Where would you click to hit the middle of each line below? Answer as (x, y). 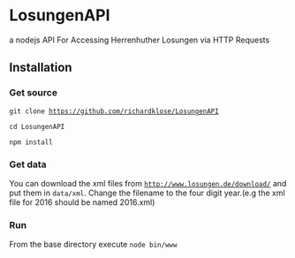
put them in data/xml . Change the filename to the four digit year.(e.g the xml (147, 193)
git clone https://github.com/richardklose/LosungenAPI (114, 111)
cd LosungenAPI (37, 126)
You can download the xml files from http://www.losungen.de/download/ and (148, 183)
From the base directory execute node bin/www (93, 245)
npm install (31, 142)
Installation (41, 68)
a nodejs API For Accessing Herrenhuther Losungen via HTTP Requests (140, 40)
